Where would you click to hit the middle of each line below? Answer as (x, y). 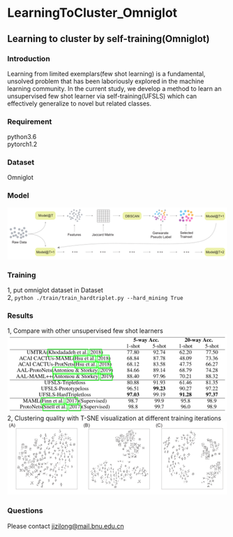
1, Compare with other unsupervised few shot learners (85, 331)
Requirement (30, 122)
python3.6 (22, 137)
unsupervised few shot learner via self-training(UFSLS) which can (102, 96)
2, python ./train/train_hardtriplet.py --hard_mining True (95, 298)
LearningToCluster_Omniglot (92, 13)
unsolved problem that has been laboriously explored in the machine (106, 81)
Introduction (29, 59)
